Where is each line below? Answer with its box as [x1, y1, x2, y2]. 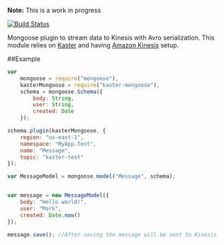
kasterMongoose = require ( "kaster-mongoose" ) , [20, 81, 160, 89]
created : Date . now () [20, 212, 81, 219]
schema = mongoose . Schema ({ [20, 88, 103, 95]
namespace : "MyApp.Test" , [20, 140, 97, 147]
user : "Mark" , [20, 205, 62, 212]
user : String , [33, 101, 74, 108]
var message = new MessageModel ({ [7, 192, 110, 199]
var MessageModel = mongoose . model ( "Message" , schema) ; [7, 173, 176, 180]
